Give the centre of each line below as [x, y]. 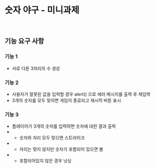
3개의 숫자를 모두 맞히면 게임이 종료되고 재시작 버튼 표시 [67, 100]
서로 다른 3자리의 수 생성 [36, 68]
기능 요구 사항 [24, 41]
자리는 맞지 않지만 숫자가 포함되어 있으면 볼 [61, 149]
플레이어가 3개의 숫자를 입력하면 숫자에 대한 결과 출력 [64, 126]
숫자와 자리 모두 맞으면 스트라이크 [52, 138]
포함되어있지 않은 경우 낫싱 [45, 161]
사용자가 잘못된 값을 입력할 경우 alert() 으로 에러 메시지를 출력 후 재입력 [81, 94]
